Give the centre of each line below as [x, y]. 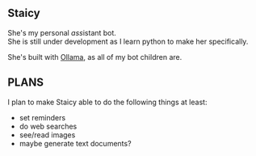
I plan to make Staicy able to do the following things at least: [107, 102]
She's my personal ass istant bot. [62, 32]
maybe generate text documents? [75, 143]
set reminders [42, 117]
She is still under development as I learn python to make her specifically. [128, 41]
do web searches [48, 126]
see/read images [47, 135]
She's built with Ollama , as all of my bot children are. [95, 57]
